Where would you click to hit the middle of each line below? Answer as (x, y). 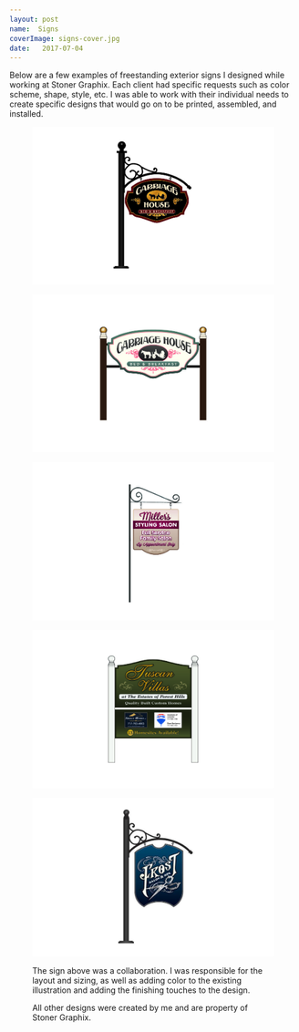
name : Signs (34, 29)
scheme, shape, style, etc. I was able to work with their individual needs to (149, 95)
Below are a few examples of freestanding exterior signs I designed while (147, 75)
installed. (26, 114)
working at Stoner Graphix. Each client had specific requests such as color (149, 85)
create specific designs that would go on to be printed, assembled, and (143, 104)
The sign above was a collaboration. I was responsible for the (147, 970)
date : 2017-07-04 (46, 48)
